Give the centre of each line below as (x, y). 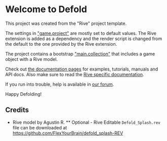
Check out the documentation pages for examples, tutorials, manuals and (82, 69)
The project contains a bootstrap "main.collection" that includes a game (80, 54)
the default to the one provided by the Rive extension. (61, 44)
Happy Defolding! (24, 94)
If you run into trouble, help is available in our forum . (60, 84)
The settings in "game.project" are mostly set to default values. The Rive (81, 33)
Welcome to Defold (46, 9)
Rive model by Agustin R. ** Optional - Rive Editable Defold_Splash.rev (86, 122)
